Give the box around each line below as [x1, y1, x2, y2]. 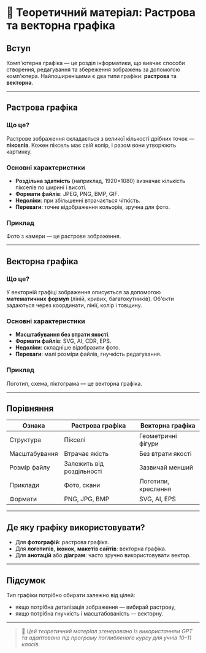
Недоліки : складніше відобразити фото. [15, 344, 121, 351]
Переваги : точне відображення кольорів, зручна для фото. [15, 203, 170, 211]
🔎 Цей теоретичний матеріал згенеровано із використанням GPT [21, 628, 193, 635]
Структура [9, 436, 42, 444]
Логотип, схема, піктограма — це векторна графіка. [6, 380, 143, 387]
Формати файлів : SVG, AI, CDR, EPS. [15, 337, 112, 345]
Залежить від [64, 459, 104, 468]
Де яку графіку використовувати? [6, 522, 145, 533]
